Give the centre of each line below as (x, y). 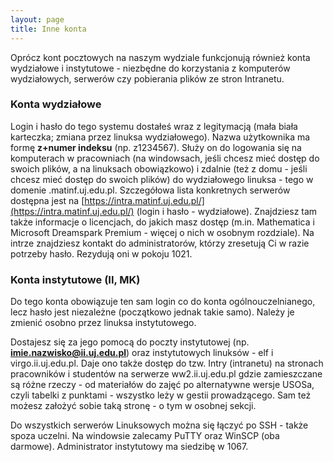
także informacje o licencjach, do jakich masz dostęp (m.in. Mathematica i (162, 222)
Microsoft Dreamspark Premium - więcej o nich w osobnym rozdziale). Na (162, 232)
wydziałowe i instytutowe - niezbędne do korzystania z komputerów (150, 68)
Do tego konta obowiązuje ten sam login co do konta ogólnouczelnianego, (163, 302)
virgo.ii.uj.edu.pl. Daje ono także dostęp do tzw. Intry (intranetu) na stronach (167, 363)
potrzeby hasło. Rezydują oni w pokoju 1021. (101, 253)
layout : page (37, 19)
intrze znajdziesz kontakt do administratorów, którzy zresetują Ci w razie (160, 243)
